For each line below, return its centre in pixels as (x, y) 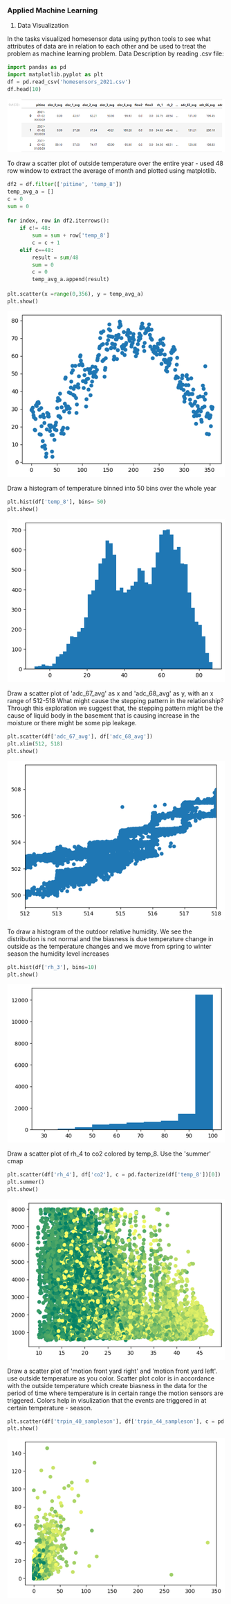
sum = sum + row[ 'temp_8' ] (71, 236)
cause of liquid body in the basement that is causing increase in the (103, 715)
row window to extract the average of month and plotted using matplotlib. (112, 170)
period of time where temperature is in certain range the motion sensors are (115, 1393)
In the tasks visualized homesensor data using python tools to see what (109, 39)
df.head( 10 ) (24, 89)
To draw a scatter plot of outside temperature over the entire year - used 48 (115, 163)
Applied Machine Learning (53, 10)
